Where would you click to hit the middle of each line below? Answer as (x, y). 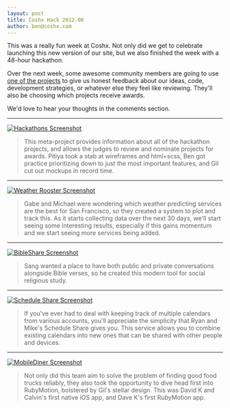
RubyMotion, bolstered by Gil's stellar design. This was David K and (119, 390)
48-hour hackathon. (35, 60)
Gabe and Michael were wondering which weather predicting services (123, 204)
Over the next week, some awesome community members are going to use (113, 73)
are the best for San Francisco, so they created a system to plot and (119, 211)
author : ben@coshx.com (39, 26)
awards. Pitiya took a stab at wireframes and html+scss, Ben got (115, 156)
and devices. (42, 343)
